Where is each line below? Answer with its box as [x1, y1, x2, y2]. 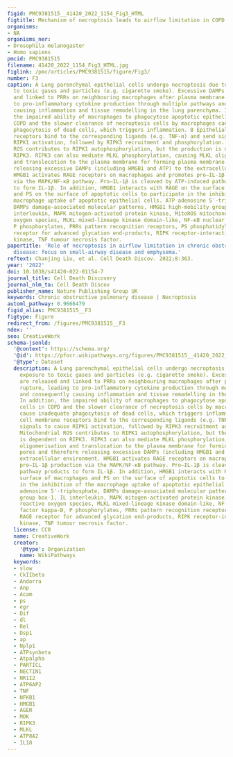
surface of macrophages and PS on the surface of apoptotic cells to [19, 475, 225, 482]
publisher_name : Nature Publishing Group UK [7, 287, 138, 295]
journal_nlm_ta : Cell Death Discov [7, 281, 110, 288]
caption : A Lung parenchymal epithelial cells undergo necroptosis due [7, 81, 218, 88]
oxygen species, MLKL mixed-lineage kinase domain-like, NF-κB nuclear [13, 216, 225, 223]
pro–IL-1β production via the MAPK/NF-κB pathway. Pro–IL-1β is [19, 462, 209, 469]
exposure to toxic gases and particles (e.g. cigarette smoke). [19, 371, 209, 378]
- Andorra [13, 577, 42, 585]
